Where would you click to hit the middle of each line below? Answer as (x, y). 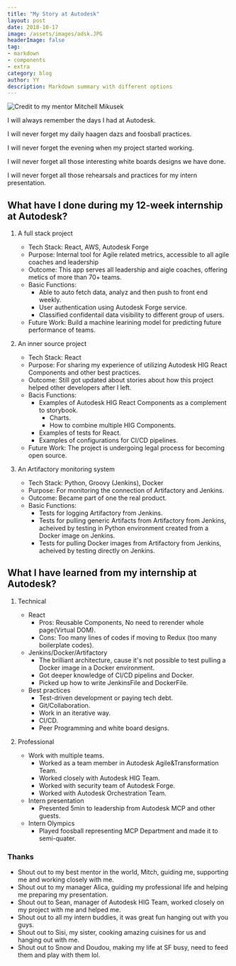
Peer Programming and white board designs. (104, 728)
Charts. (60, 418)
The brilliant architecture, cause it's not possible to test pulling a (132, 660)
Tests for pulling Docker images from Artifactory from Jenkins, (130, 543)
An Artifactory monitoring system (66, 470)
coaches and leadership (63, 262)
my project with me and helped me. (69, 910)
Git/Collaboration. (64, 705)
